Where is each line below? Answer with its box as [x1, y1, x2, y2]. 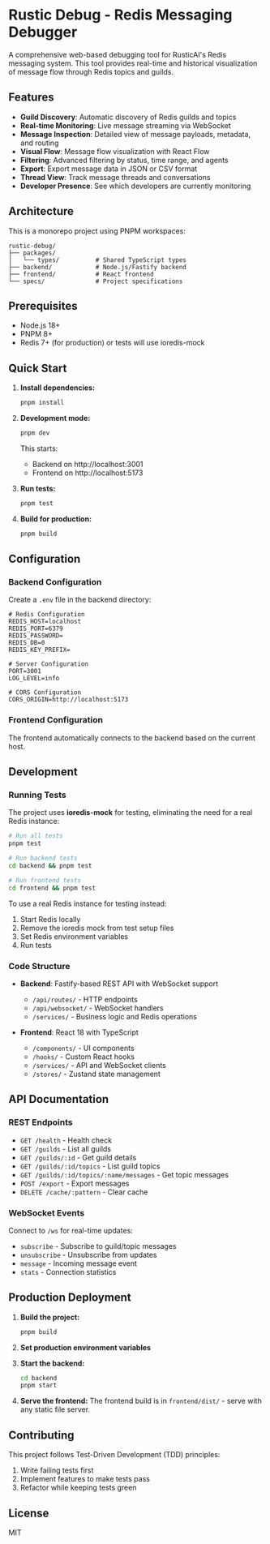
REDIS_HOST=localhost [8, 618, 82, 626]
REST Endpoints [8, 1117, 73, 1128]
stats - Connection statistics [19, 1267, 117, 1276]
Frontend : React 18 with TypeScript [19, 1027, 139, 1037]
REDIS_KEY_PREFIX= [8, 646, 71, 654]
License [8, 1506, 49, 1520]
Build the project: [19, 1312, 79, 1322]
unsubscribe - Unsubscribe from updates [19, 1250, 157, 1259]
